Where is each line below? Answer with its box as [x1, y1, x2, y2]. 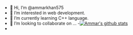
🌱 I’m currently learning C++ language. [9, 15, 89, 21]
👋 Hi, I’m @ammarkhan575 [9, 5, 64, 10]
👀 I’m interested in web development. [9, 10, 85, 16]
